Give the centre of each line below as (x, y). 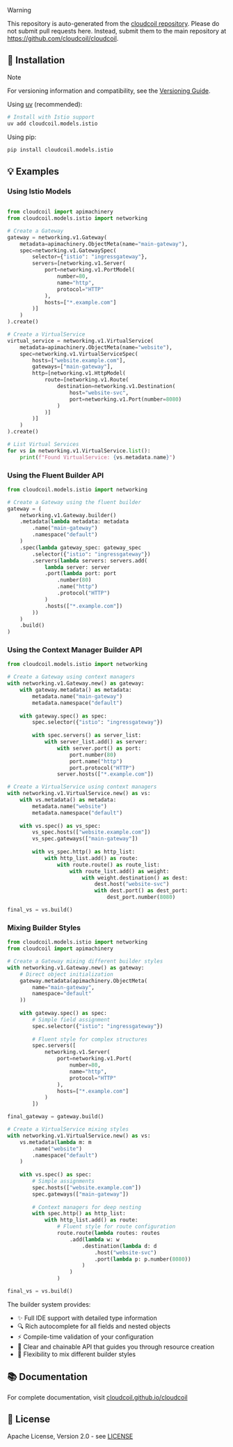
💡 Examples (33, 171)
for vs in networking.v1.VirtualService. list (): (79, 451)
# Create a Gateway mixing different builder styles (85, 962)
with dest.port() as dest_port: (141, 891)
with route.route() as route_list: (108, 865)
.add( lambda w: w (94, 1239)
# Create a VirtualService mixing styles (68, 1129)
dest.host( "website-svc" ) (132, 884)
